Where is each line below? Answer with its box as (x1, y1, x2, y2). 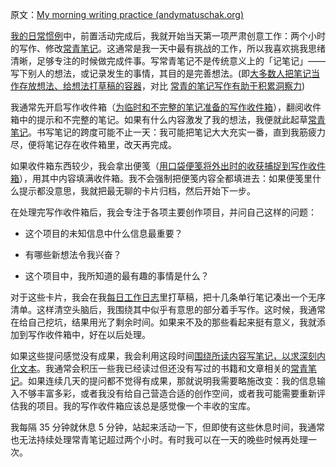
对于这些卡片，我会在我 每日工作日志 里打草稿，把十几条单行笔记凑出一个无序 (10, 291, 326, 303)
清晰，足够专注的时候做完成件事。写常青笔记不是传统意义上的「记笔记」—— (10, 55, 326, 67)
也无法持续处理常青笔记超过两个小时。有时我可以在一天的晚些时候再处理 (10, 434, 308, 445)
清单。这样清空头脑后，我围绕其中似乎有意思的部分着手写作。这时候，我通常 (10, 304, 326, 315)
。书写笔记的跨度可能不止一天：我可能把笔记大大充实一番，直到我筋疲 (28, 126, 317, 138)
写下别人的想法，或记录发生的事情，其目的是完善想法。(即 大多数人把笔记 (10, 68, 312, 79)
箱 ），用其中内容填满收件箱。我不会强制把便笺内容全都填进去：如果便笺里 (10, 173, 313, 184)
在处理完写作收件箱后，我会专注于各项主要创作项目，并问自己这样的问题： (10, 206, 317, 218)
